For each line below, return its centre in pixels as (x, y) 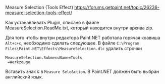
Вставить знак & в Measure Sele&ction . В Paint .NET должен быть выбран (82, 71)
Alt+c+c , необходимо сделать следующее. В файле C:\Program (72, 43)
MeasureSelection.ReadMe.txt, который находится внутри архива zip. (79, 28)
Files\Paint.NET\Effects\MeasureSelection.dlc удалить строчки (74, 48)
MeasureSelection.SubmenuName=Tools (44, 58)
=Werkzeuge (19, 62)
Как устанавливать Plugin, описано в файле (52, 23)
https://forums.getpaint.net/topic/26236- (117, 7)
